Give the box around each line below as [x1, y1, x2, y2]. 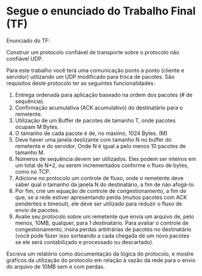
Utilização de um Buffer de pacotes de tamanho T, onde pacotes [14, 116, 176, 124]
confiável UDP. [6, 55, 43, 62]
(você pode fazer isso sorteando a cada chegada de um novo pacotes [14, 232, 190, 239]
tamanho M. [14, 149, 45, 156]
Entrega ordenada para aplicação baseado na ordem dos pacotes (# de [14, 91, 193, 98]
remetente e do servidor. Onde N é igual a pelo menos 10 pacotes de [14, 142, 186, 149]
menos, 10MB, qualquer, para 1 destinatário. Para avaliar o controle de [14, 219, 189, 227]
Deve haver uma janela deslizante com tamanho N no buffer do [14, 136, 172, 143]
